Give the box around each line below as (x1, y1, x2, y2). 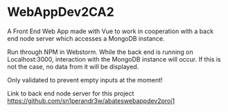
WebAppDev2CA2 (7, 4, 114, 20)
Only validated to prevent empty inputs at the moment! (7, 75, 163, 84)
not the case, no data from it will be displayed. (7, 62, 139, 71)
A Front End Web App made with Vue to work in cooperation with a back (7, 27, 213, 35)
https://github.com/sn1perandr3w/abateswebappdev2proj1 (7, 96, 175, 104)
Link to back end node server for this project (7, 89, 134, 97)
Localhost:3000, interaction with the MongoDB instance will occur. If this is (7, 55, 221, 63)
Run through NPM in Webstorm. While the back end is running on (7, 48, 194, 56)
